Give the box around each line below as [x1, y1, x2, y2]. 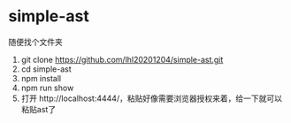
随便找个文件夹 [8, 36, 63, 47]
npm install [20, 73, 62, 83]
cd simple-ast [20, 64, 72, 74]
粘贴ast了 [20, 104, 57, 114]
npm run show [20, 82, 74, 93]
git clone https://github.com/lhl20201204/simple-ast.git [20, 54, 224, 65]
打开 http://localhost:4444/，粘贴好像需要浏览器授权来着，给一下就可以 [20, 93, 282, 104]
